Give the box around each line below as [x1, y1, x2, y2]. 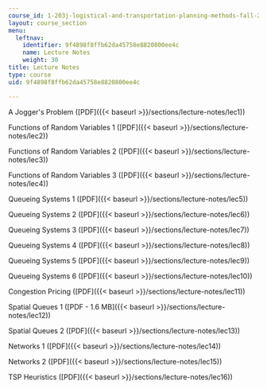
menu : [8, 26, 26, 34]
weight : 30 [22, 56, 59, 64]
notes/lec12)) [8, 310, 52, 320]
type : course [8, 71, 52, 79]
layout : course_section [8, 19, 87, 27]
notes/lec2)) [8, 130, 49, 140]
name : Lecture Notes [22, 49, 91, 56]
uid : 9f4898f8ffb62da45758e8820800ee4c [8, 78, 141, 86]
